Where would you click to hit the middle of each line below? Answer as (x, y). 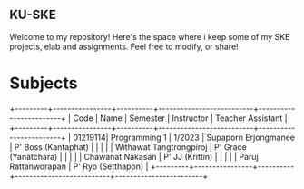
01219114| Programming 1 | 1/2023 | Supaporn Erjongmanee (184, 137)
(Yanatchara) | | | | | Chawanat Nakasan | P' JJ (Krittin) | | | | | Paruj (134, 156)
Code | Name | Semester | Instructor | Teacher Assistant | (180, 118)
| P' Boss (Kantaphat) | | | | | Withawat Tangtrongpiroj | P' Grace (128, 147)
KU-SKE (33, 15)
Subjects (44, 83)
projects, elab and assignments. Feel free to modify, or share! (124, 46)
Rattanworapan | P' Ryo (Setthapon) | (79, 166)
